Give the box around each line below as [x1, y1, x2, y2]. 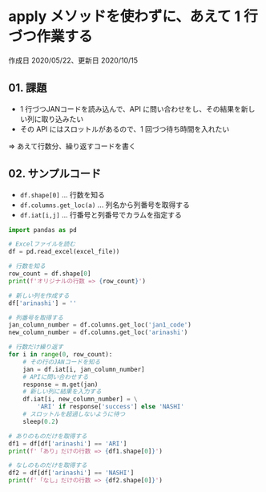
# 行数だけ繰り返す [8, 343, 64, 352]
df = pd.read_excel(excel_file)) [8, 248, 120, 256]
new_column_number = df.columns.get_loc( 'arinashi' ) [8, 328, 188, 337]
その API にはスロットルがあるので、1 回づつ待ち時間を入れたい [19, 124, 230, 133]
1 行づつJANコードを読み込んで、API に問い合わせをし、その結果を [19, 104, 242, 113]
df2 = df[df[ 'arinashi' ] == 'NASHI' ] [8, 469, 135, 478]
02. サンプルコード [8, 167, 102, 181]
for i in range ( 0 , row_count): [8, 351, 113, 359]
